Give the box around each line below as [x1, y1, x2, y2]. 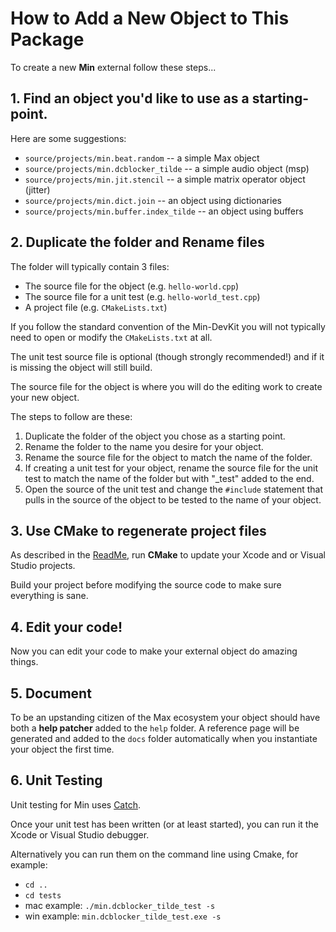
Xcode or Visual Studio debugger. [10, 828, 150, 841]
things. [10, 656, 39, 668]
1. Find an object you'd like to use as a [10, 90, 250, 107]
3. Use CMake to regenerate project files [10, 522, 267, 539]
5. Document [10, 685, 92, 702]
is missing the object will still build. [10, 361, 153, 373]
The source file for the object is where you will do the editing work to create [10, 380, 323, 392]
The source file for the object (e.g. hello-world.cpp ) [24, 280, 240, 292]
